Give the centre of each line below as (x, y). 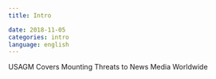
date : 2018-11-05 (37, 30)
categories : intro (39, 37)
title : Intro (30, 15)
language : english (39, 44)
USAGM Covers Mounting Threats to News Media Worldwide (108, 67)
